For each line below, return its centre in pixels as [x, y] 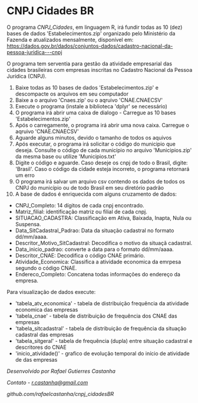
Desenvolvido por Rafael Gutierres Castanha [61, 371]
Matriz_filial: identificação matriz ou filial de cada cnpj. [81, 212]
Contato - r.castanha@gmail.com [47, 382]
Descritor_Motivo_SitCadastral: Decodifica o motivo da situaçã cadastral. [104, 243]
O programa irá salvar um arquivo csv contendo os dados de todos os [100, 181]
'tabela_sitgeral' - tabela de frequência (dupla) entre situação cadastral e [104, 341]
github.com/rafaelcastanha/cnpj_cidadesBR [60, 394]
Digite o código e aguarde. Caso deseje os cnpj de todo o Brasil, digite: [101, 163]
